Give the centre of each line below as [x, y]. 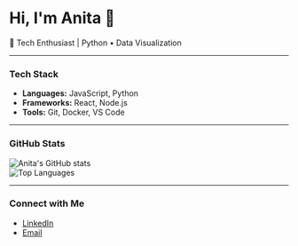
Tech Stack [34, 74]
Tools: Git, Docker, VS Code [74, 112]
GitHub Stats [37, 144]
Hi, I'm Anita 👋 [62, 18]
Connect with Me [47, 203]
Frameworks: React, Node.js [75, 103]
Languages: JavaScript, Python [80, 93]
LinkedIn [38, 223]
